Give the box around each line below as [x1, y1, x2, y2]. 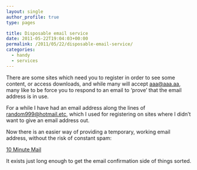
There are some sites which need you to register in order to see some [6, 74, 175, 81]
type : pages [6, 19, 35, 25]
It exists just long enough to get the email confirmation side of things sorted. [6, 157, 192, 164]
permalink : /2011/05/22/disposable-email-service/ [6, 41, 133, 47]
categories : [6, 47, 35, 53]
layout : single [6, 8, 44, 15]
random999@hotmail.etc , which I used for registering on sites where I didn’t [6, 110, 191, 117]
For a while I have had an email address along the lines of [6, 104, 146, 111]
